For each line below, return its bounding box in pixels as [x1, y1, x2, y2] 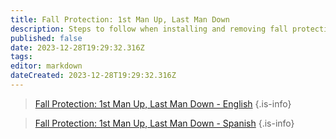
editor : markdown [10, 61, 83, 71]
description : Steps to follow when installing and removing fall [10, 24, 288, 34]
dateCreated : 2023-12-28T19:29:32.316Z [10, 71, 177, 81]
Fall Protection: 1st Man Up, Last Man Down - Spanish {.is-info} [34, 117, 295, 129]
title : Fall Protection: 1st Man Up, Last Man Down [10, 14, 230, 25]
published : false [10, 33, 83, 43]
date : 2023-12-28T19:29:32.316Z [10, 42, 145, 53]
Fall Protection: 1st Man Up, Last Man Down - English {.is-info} [34, 97, 292, 110]
